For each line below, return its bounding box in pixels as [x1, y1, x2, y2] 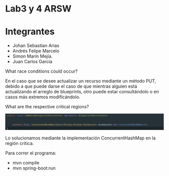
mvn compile [12, 159, 40, 165]
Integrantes [5, 26, 55, 38]
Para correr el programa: [5, 150, 56, 156]
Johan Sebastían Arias [12, 43, 59, 49]
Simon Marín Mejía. [12, 53, 53, 59]
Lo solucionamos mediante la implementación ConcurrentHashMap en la [5, 135, 156, 141]
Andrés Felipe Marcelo [12, 48, 59, 54]
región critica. [5, 140, 34, 146]
